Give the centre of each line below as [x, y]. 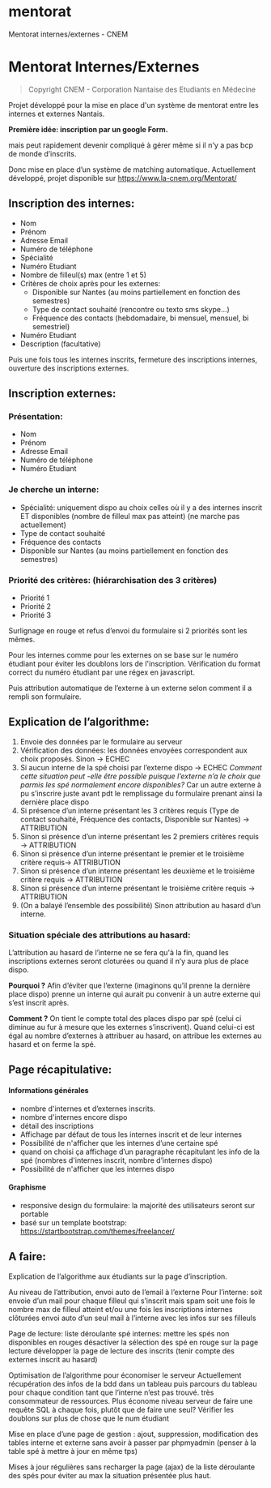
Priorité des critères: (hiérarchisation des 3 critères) [113, 580]
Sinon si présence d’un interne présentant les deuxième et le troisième [138, 871]
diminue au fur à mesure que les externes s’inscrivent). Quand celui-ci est [131, 1027]
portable [34, 1214]
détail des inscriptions [57, 1126]
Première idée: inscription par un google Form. [88, 129]
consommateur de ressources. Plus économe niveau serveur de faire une [131, 1400]
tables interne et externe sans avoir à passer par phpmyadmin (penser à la [132, 1443]
